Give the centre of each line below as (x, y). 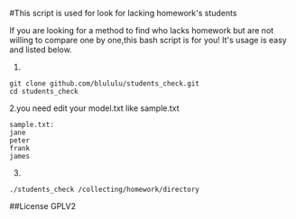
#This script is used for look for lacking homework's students (123, 13)
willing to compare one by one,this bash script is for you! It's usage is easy (148, 40)
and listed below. (41, 50)
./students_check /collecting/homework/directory (105, 189)
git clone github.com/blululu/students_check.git (105, 84)
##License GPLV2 (43, 206)
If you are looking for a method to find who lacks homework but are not (142, 30)
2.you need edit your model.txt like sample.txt (94, 108)
